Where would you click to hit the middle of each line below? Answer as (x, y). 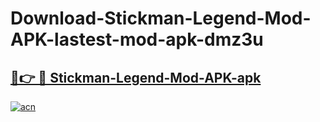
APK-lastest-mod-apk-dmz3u (137, 39)
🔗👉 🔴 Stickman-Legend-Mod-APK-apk (136, 77)
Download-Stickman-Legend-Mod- (161, 18)
